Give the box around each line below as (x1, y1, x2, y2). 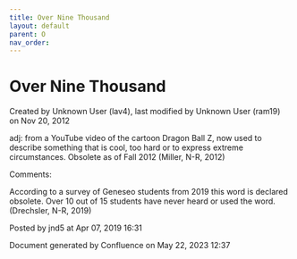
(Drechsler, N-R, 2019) (9, 205, 92, 216)
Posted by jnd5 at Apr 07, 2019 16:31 (9, 222, 143, 233)
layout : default (9, 21, 70, 30)
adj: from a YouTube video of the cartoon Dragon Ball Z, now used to (9, 133, 262, 144)
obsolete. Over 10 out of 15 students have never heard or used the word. (9, 196, 276, 206)
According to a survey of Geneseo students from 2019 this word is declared (9, 187, 289, 197)
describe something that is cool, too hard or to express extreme (9, 142, 244, 153)
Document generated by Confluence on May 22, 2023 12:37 (9, 240, 231, 251)
